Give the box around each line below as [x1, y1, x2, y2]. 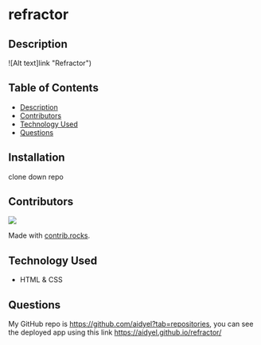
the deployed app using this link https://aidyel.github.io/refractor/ [8, 328, 222, 337]
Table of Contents [8, 81, 99, 95]
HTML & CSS [19, 275, 63, 285]
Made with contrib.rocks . [8, 231, 91, 240]
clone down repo [8, 172, 64, 181]
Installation [8, 151, 65, 165]
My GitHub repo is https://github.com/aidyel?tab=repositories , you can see [8, 320, 254, 329]
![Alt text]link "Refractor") [8, 58, 92, 68]
